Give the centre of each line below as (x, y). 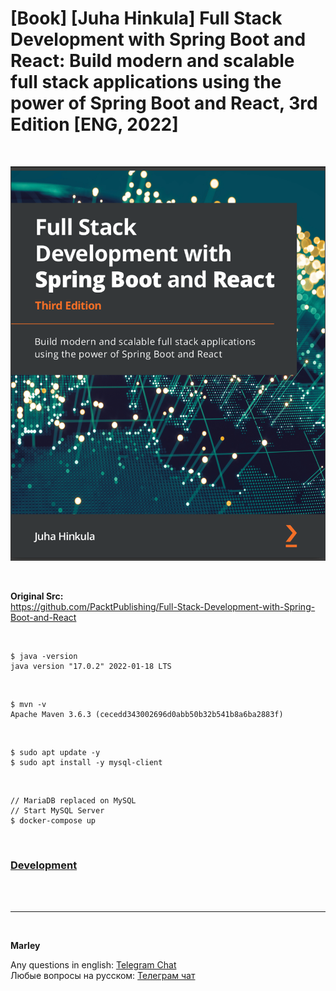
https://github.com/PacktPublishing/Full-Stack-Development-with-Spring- (163, 606)
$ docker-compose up (53, 820)
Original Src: (37, 596)
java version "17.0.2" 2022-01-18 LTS (91, 666)
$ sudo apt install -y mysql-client (86, 762)
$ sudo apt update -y (55, 752)
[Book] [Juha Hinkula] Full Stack (146, 18)
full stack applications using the (146, 82)
